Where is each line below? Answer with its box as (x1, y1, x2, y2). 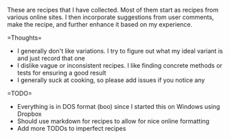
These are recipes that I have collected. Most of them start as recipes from (7, 6, 218, 14)
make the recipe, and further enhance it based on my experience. (7, 21, 193, 28)
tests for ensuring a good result (16, 68, 106, 77)
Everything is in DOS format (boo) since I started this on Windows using (16, 103, 220, 110)
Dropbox (16, 110, 43, 118)
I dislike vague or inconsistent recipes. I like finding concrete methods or (16, 62, 223, 69)
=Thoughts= (7, 34, 43, 42)
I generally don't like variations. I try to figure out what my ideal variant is (16, 47, 223, 55)
